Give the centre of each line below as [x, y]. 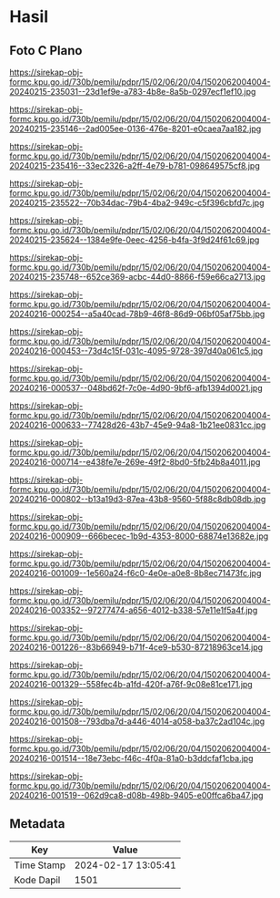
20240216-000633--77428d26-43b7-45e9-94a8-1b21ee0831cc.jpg [138, 425]
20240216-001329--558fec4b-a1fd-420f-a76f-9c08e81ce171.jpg [131, 684]
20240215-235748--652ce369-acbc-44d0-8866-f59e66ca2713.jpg [138, 277]
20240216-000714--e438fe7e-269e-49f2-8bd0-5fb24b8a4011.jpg [135, 462]
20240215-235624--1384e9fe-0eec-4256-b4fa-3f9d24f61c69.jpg [135, 240]
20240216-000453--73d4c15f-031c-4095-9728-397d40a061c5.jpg [136, 351]
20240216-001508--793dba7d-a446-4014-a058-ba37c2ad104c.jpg [137, 721]
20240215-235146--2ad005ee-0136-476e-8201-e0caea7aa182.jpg [135, 129]
